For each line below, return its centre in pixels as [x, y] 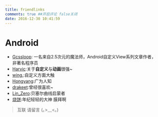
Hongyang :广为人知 [32, 81]
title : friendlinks [25, 10]
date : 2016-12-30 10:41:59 [33, 19]
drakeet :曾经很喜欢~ [33, 87]
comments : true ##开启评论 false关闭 [41, 14]
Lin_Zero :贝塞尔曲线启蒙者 [39, 94]
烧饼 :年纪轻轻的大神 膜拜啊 [39, 99]
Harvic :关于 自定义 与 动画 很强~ [42, 69]
